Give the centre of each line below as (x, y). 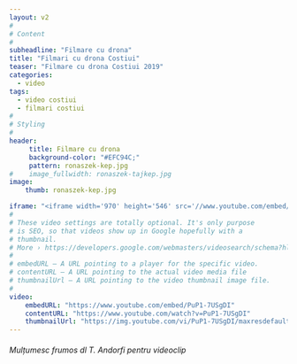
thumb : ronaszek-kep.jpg (71, 190)
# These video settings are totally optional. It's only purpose (132, 222)
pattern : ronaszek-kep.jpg (78, 166)
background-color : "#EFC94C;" (84, 157)
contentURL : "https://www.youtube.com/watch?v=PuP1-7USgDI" (138, 314)
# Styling (27, 125)
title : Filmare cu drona (75, 149)
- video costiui (47, 100)
